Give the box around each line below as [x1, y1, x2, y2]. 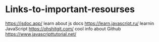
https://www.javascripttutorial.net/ [5, 31, 77, 37]
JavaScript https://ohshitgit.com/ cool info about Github [5, 25, 121, 31]
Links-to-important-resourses [5, 4, 135, 15]
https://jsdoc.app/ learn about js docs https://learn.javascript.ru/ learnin [5, 20, 154, 26]
